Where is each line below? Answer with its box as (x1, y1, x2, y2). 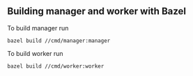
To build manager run (7, 23, 69, 32)
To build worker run (7, 49, 64, 57)
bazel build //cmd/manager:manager (7, 37, 111, 44)
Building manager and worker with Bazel (7, 6, 187, 17)
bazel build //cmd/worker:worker (7, 62, 105, 70)
